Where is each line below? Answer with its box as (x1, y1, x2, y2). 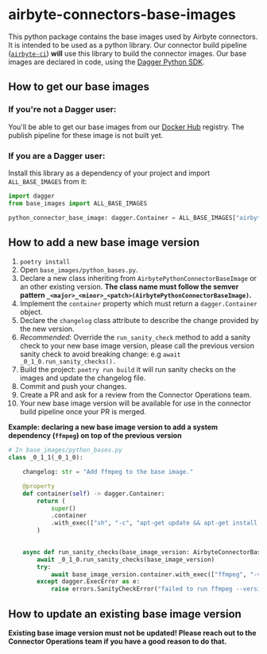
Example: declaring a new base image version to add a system (8, 422, 219, 432)
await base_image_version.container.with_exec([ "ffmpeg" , (50, 570, 247, 579)
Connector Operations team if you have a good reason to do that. (8, 637, 227, 646)
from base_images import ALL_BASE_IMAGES (8, 199, 148, 207)
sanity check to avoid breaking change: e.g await (19, 349, 181, 359)
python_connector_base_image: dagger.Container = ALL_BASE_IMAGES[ (8, 214, 237, 221)
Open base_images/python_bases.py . (19, 265, 138, 275)
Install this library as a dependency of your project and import (8, 168, 211, 178)
